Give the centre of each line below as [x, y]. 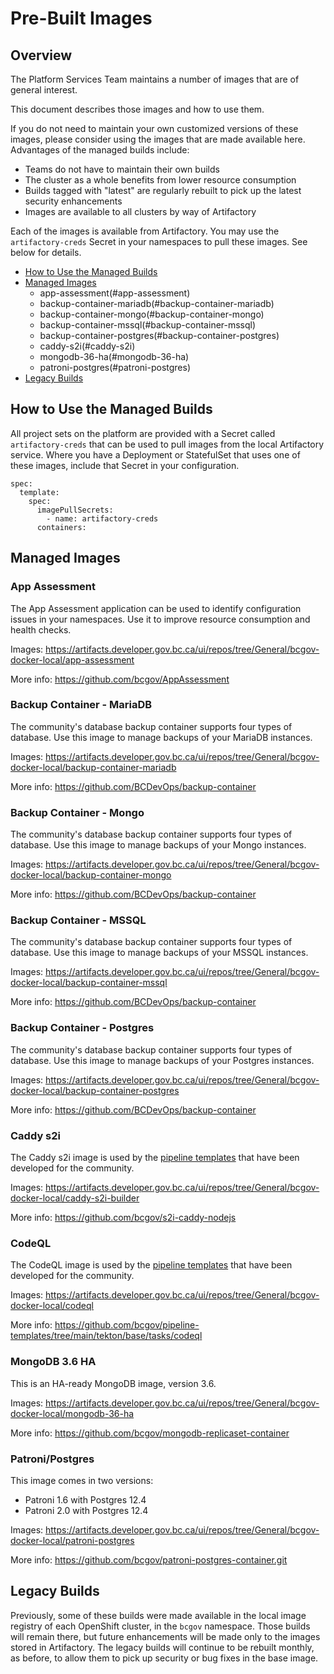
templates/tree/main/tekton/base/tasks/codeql [106, 1336]
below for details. [46, 252]
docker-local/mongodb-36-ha [72, 1413]
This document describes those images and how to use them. [137, 109]
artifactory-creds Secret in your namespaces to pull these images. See [159, 241]
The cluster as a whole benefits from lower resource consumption [160, 180]
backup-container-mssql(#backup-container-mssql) [148, 325]
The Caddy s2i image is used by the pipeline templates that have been [155, 1157]
